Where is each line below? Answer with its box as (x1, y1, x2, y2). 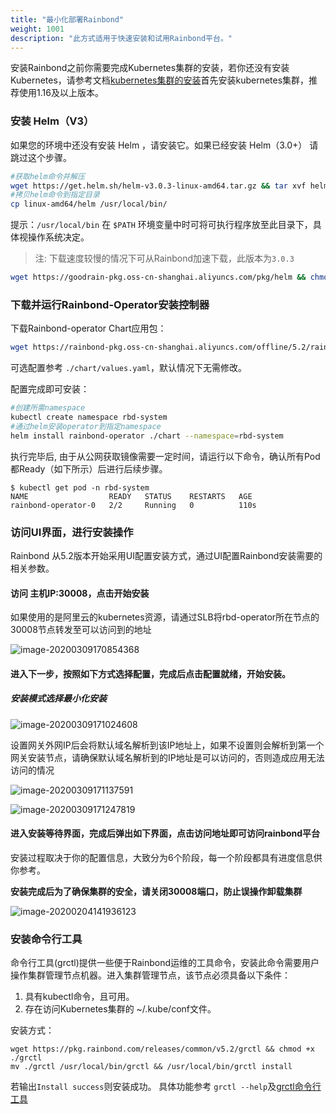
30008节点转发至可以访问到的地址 (10, 624, 152, 636)
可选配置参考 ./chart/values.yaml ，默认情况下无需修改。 (10, 362, 247, 374)
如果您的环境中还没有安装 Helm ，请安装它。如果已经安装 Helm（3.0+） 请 (10, 139, 319, 151)
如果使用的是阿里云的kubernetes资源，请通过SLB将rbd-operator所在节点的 (10, 611, 320, 623)
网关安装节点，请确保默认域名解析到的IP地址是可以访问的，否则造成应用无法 (10, 751, 325, 763)
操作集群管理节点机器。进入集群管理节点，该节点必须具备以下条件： (10, 969, 291, 981)
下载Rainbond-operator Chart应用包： (10, 322, 167, 335)
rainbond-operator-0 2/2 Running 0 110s (10, 500, 257, 510)
